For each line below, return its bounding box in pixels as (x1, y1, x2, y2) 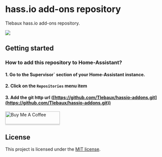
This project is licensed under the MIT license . (5, 146, 101, 152)
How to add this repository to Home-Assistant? (5, 59, 122, 66)
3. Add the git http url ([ (5, 94, 55, 101)
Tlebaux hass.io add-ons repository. (5, 20, 80, 26)
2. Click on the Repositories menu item (5, 83, 88, 89)
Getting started (5, 44, 54, 53)
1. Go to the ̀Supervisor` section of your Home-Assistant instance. (5, 71, 145, 77)
